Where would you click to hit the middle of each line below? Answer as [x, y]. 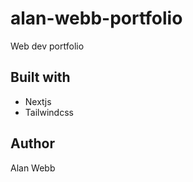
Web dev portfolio [47, 46]
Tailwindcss [49, 112]
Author [32, 143]
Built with [40, 77]
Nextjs [38, 101]
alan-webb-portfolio [96, 18]
